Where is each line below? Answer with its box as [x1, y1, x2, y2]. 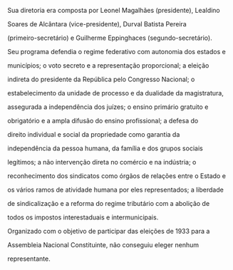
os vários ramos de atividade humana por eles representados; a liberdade [7, 185, 224, 194]
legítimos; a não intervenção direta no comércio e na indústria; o [7, 158, 197, 166]
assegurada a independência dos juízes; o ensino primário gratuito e [7, 103, 209, 111]
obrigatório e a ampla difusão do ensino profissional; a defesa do [7, 117, 199, 125]
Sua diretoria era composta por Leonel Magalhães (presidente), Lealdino [7, 6, 221, 14]
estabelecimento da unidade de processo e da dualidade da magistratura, [7, 89, 224, 97]
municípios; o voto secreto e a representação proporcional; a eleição [7, 61, 209, 70]
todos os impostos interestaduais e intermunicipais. [7, 213, 159, 222]
